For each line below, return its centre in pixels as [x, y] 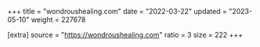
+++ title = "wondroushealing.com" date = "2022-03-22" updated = [117, 11]
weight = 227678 [58, 20]
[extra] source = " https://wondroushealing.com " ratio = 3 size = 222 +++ [125, 35]
